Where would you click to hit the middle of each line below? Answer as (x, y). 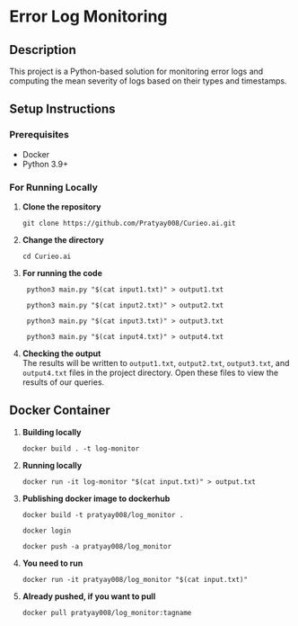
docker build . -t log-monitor (81, 448)
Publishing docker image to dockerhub (96, 498)
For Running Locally (54, 187)
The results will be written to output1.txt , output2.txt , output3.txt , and (156, 362)
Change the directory (63, 239)
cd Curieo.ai (47, 256)
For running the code (62, 273)
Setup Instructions (62, 109)
